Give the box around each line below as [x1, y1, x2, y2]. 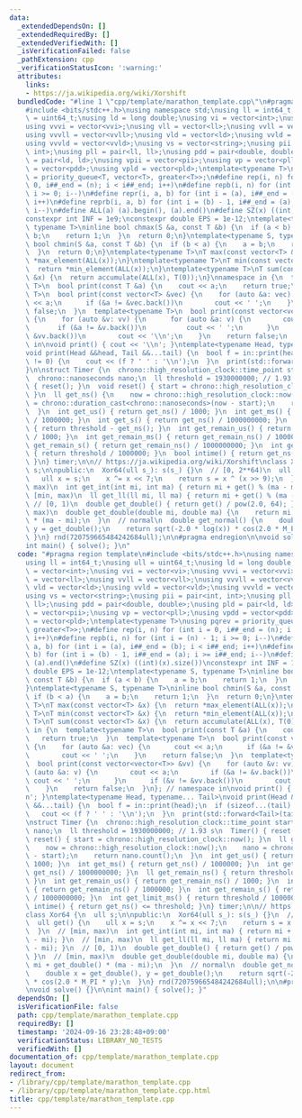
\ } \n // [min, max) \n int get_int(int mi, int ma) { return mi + [25, 927, 292, 936]
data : [9, 13, 30, 23]
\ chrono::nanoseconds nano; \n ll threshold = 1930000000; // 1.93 [25, 373, 292, 383]
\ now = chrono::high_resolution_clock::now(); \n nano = [25, 843, 268, 852]
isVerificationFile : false [17, 1003, 119, 1012]
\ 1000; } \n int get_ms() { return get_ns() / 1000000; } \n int [25, 860, 280, 869]
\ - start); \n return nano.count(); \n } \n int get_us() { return [25, 851, 296, 861]
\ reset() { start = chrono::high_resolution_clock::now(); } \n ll [25, 835, 288, 844]
